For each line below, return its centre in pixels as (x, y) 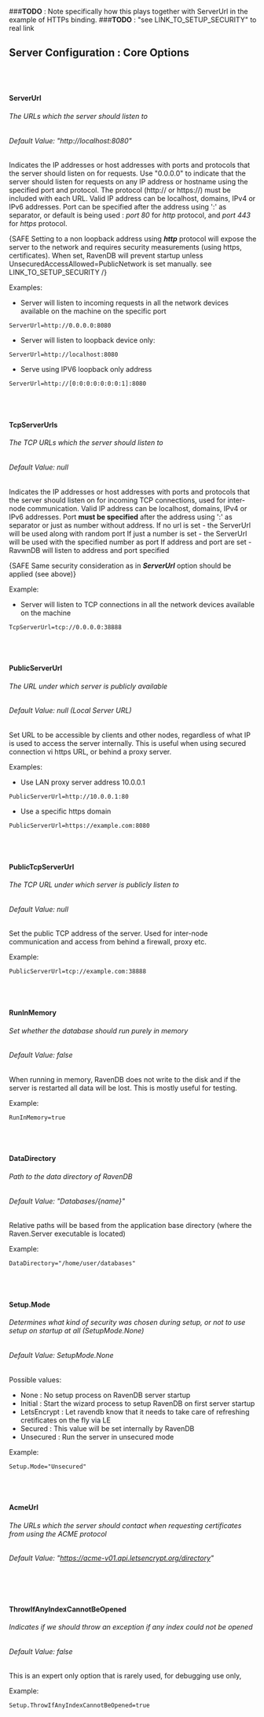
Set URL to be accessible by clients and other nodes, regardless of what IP (130, 735)
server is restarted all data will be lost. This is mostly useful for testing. (123, 1088)
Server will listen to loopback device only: (88, 340)
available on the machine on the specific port (93, 311)
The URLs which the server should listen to (79, 116)
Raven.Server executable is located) (68, 1234)
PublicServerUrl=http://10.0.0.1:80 (69, 797)
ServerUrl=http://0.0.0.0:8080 (60, 326)
